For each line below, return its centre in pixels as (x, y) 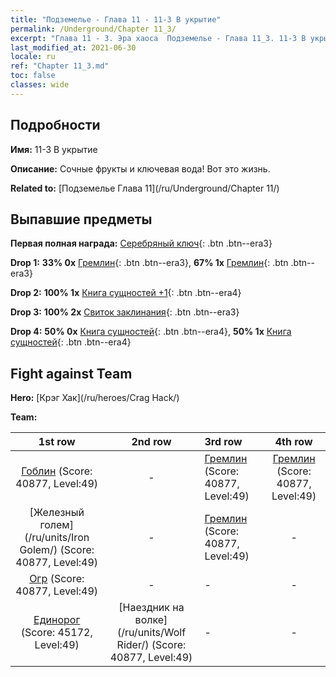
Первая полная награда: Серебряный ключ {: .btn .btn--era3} (141, 243)
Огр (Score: (57, 579)
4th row (293, 442)
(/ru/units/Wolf (151, 633)
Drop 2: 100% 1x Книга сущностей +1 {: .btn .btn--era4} (126, 293)
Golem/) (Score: (57, 550)
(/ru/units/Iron (57, 538)
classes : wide (40, 85)
